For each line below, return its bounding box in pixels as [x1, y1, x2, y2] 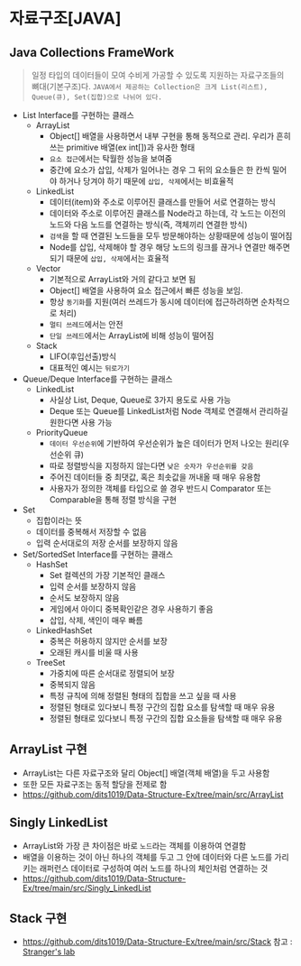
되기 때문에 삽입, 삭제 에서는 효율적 [49, 253, 169, 263]
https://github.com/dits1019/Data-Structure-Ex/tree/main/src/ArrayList [22, 788, 284, 799]
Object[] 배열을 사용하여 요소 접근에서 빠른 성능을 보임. [49, 285, 243, 296]
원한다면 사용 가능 [49, 417, 113, 428]
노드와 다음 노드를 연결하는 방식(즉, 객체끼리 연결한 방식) [49, 219, 248, 230]
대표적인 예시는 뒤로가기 [49, 363, 131, 373]
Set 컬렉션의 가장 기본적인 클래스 [49, 570, 166, 580]
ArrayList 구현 [9, 741, 87, 758]
